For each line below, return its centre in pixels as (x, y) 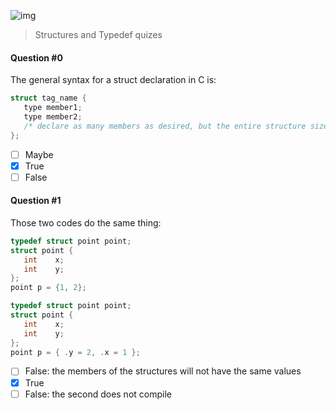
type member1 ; (53, 108)
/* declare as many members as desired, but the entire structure (165, 126)
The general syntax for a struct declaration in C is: (113, 80)
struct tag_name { (48, 98)
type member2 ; (53, 116)
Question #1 (36, 201)
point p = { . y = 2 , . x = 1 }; (75, 352)
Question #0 (36, 57)
